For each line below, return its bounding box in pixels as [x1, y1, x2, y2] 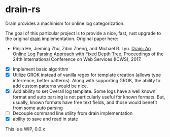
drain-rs [5, 4, 41, 15]
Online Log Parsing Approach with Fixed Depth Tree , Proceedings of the [12, 51, 164, 57]
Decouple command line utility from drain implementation [12, 110, 133, 116]
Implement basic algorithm [12, 66, 69, 72]
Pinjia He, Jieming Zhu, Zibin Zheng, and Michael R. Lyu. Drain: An [12, 45, 151, 51]
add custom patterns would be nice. [12, 83, 88, 89]
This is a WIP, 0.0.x [5, 126, 45, 132]
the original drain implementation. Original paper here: [5, 36, 118, 42]
